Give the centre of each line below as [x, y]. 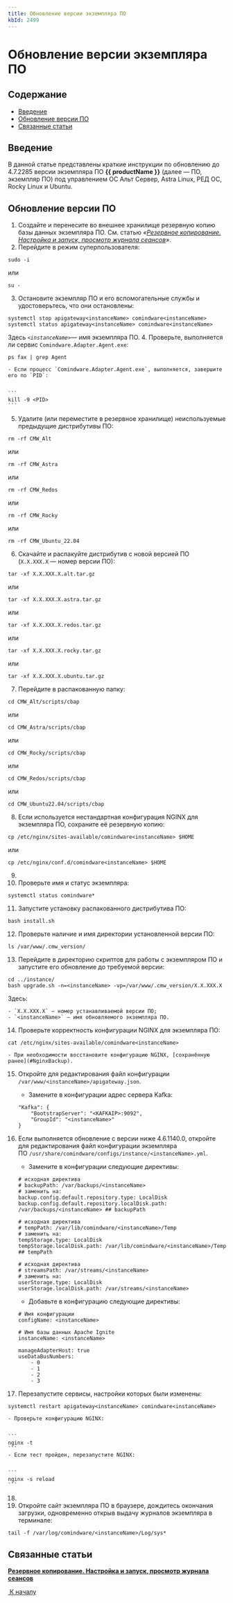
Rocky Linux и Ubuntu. [40, 187]
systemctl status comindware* [52, 896]
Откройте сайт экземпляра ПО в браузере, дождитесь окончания [115, 1506]
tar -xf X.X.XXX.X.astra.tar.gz [54, 600]
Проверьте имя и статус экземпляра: [74, 883]
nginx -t [20, 1443]
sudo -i [19, 260]
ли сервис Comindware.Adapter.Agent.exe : [68, 345]
